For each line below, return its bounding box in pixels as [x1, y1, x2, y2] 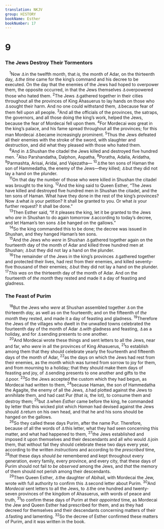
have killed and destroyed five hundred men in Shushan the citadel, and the [5, 188, 158, 194]
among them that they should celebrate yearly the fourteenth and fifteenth [5, 348, 155, 354]
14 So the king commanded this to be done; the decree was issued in [9, 225, 147, 231]
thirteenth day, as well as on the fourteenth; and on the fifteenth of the [5, 309, 147, 316]
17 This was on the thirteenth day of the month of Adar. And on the [5, 269, 138, 276]
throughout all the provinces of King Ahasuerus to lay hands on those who [5, 98, 155, 104]
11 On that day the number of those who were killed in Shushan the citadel [9, 176, 157, 183]
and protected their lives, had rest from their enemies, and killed [5, 258, 135, 264]
